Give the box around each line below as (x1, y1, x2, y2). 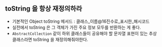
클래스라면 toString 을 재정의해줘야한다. (12, 36, 89, 42)
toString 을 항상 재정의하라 (5, 4, 82, 13)
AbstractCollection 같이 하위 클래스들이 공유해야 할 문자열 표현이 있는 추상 (12, 31, 157, 36)
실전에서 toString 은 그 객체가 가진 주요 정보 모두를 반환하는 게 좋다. (12, 24, 142, 30)
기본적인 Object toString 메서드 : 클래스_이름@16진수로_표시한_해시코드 (12, 18, 150, 24)
